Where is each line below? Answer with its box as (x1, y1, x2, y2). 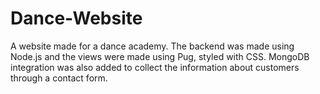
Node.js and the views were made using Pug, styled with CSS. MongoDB (10, 50, 310, 62)
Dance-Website (10, 7, 143, 30)
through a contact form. (10, 72, 108, 84)
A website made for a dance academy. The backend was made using (10, 40, 295, 52)
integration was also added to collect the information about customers (10, 61, 300, 73)
